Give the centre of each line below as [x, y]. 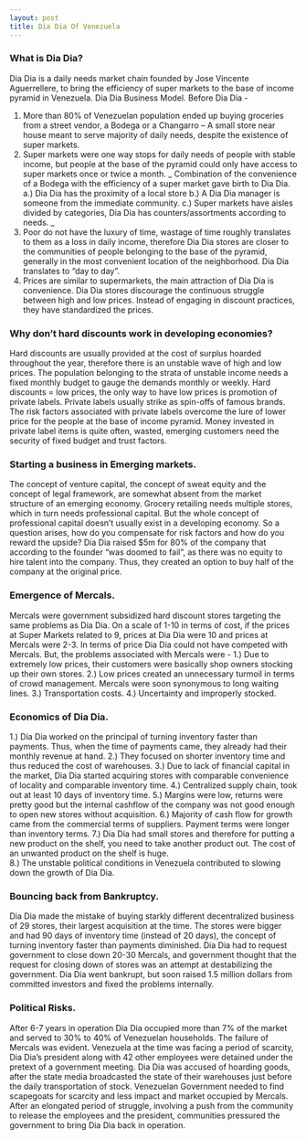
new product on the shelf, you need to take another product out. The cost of [153, 843]
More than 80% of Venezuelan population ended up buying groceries [153, 115]
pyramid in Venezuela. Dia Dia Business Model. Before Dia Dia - [129, 98]
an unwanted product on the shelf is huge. [89, 853]
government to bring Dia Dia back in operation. [97, 1124]
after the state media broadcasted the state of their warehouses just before [151, 1076]
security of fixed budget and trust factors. [88, 441]
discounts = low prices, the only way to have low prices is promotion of [143, 392]
